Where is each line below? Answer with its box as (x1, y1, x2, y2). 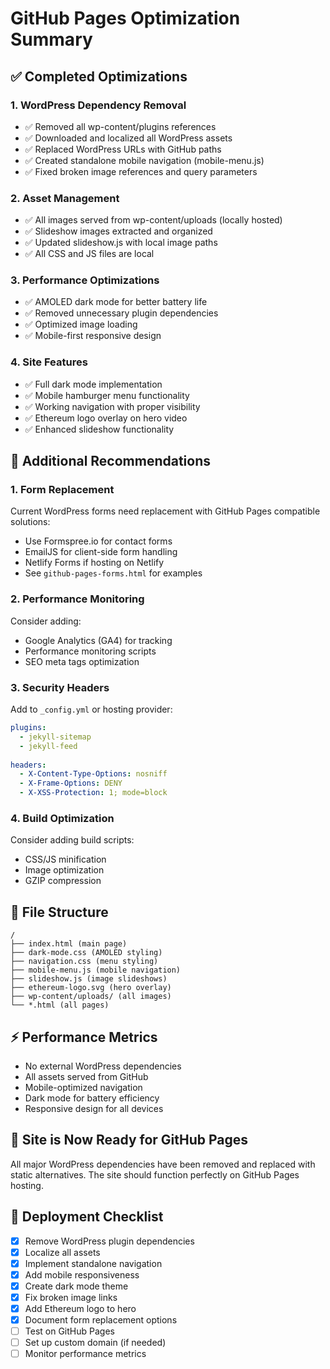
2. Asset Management (10, 191, 120, 205)
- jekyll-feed (19, 741, 78, 751)
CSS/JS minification (24, 853, 107, 866)
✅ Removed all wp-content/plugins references (24, 120, 217, 132)
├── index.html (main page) (10, 939, 128, 949)
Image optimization (24, 864, 105, 876)
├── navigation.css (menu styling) (10, 957, 159, 967)
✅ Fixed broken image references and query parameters (24, 165, 258, 177)
